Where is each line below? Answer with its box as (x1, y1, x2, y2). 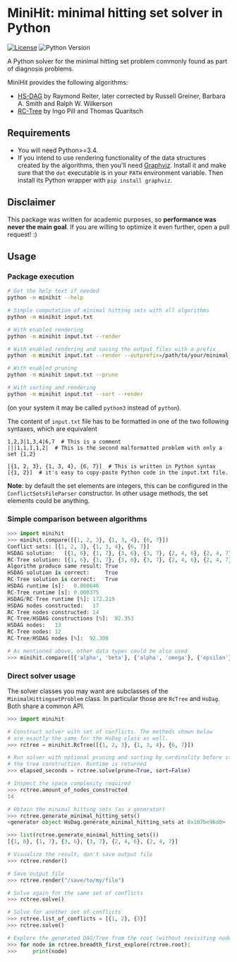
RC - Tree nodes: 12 (7, 628, 61, 635)
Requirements (7, 127, 71, 139)
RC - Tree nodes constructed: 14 (7, 609, 99, 616)
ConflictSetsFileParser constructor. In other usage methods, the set (7, 489, 208, 497)
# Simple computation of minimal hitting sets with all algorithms (7, 307, 210, 314)
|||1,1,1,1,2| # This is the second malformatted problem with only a (7, 444, 222, 451)
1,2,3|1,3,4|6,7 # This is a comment (7, 438, 121, 445)
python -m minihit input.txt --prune (7, 372, 119, 379)
